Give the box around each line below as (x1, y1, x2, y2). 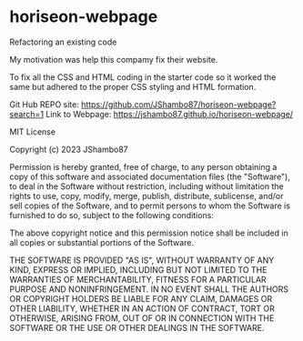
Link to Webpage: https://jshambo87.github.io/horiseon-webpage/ (45, 108, 294, 119)
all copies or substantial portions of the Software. (9, 236, 194, 247)
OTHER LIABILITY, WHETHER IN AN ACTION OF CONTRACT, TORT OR (9, 303, 275, 314)
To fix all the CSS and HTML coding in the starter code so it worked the (9, 71, 277, 83)
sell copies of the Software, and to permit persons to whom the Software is (9, 200, 291, 211)
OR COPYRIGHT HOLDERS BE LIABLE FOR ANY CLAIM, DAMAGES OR (9, 293, 273, 304)
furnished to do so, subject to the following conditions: (9, 209, 214, 220)
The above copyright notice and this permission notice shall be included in (9, 227, 288, 238)
